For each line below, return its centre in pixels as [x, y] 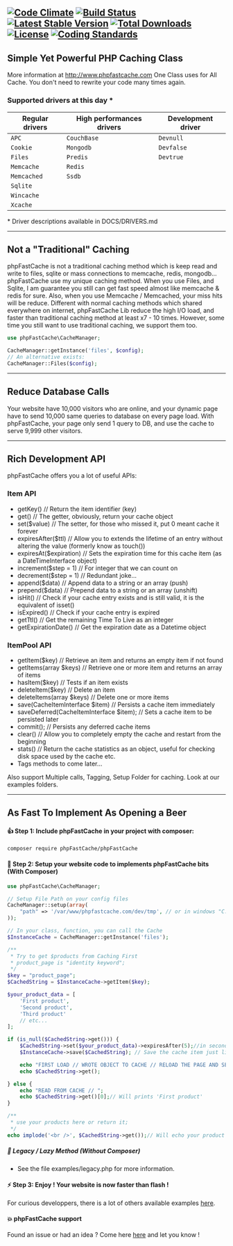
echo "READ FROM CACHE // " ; [62, 1090]
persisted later [38, 720]
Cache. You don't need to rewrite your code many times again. [96, 82]
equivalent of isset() [46, 605]
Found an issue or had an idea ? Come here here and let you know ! [103, 1235]
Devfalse [173, 147]
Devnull [171, 138]
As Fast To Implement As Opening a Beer [97, 813]
